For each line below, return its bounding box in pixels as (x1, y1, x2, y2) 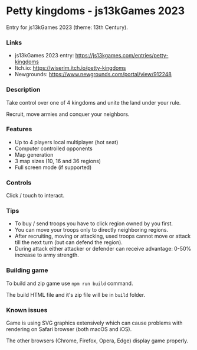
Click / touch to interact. (6, 192, 65, 199)
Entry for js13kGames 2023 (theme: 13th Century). (6, 24, 128, 31)
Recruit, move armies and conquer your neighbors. (6, 111, 130, 118)
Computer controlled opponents (14, 145, 93, 152)
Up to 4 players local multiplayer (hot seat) (14, 138, 119, 145)
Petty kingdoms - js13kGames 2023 (6, 4, 185, 18)
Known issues (6, 306, 48, 314)
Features (6, 125, 32, 134)
